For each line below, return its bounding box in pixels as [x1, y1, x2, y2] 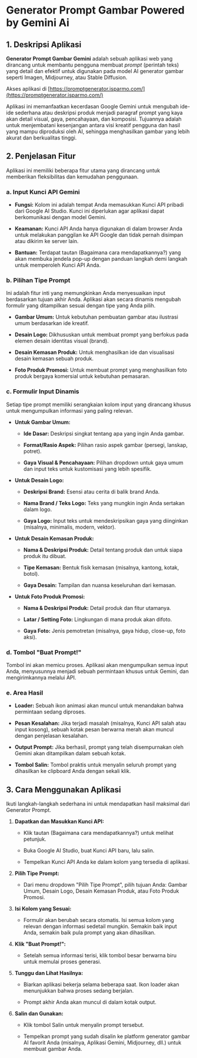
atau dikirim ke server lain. [14, 238, 79, 245]
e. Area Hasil [6, 688, 44, 697]
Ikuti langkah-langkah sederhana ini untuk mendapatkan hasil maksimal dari [6, 800, 190, 807]
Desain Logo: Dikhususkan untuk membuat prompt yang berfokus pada [14, 331, 189, 339]
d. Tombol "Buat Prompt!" [6, 648, 82, 656]
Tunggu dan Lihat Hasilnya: [14, 970, 84, 977]
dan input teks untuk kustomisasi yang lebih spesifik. [23, 465, 152, 472]
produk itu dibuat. [23, 552, 66, 559]
